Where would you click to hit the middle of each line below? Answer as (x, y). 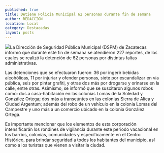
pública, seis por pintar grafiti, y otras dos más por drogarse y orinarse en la (82, 83)
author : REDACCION (24, 19)
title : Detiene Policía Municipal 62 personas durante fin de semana (78, 14)
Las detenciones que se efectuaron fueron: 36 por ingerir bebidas (72, 73)
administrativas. (21, 63)
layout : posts (20, 33)
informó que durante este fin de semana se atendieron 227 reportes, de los (81, 53)
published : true (22, 10)
